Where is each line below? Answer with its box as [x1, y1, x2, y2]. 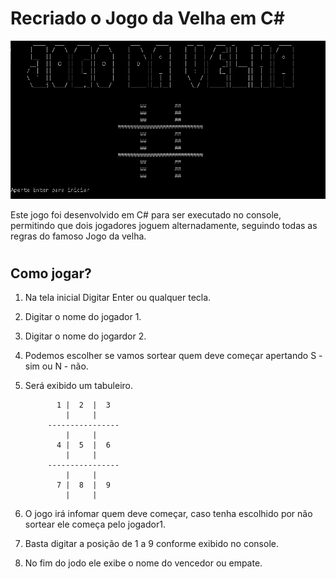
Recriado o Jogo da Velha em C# [10, 7, 285, 30]
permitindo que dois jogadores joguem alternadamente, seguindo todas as [10, 219, 318, 231]
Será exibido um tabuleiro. [24, 380, 134, 392]
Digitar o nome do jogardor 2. [24, 330, 147, 342]
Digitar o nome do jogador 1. [24, 311, 142, 323]
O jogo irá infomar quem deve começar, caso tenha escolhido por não [24, 508, 313, 520]
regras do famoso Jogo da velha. [10, 230, 147, 242]
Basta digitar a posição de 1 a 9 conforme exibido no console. [24, 538, 279, 550]
